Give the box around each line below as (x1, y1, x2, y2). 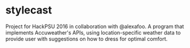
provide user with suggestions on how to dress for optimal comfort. (5, 35, 168, 42)
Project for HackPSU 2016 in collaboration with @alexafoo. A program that (5, 23, 185, 30)
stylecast (5, 4, 52, 17)
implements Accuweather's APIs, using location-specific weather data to (5, 29, 181, 36)
